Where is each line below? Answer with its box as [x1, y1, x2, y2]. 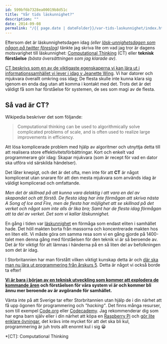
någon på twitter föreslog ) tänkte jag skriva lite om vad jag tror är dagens [5, 45, 155, 51]
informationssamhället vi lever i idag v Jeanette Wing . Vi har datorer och [5, 70, 153, 76]
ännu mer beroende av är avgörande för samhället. [5, 287, 112, 293]
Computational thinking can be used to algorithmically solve [17, 123, 140, 130]
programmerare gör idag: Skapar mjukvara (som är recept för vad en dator [5, 154, 158, 160]
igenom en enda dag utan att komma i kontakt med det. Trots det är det [5, 81, 151, 87]
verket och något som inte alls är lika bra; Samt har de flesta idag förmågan [5, 205, 162, 211]
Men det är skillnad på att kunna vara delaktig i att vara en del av [5, 189, 140, 195]
